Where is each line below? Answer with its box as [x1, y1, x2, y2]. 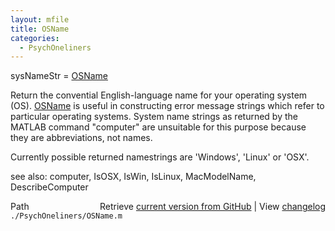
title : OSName [10, 24, 70, 34]
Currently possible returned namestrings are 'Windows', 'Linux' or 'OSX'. [10, 151, 310, 163]
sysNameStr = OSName [10, 70, 108, 82]
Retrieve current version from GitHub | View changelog [99, 201, 326, 213]
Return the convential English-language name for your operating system [10, 89, 308, 101]
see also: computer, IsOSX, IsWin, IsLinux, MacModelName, [10, 171, 257, 183]
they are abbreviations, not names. [10, 132, 153, 144]
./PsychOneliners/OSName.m [10, 211, 123, 221]
